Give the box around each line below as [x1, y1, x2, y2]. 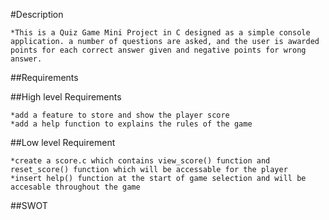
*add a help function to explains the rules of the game [10, 119, 253, 129]
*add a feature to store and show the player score [10, 110, 230, 120]
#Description [10, 9, 64, 20]
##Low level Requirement [10, 137, 116, 148]
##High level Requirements [10, 91, 122, 103]
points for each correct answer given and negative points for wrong [10, 45, 307, 55]
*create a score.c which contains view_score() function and [10, 156, 271, 166]
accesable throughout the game [10, 182, 141, 192]
